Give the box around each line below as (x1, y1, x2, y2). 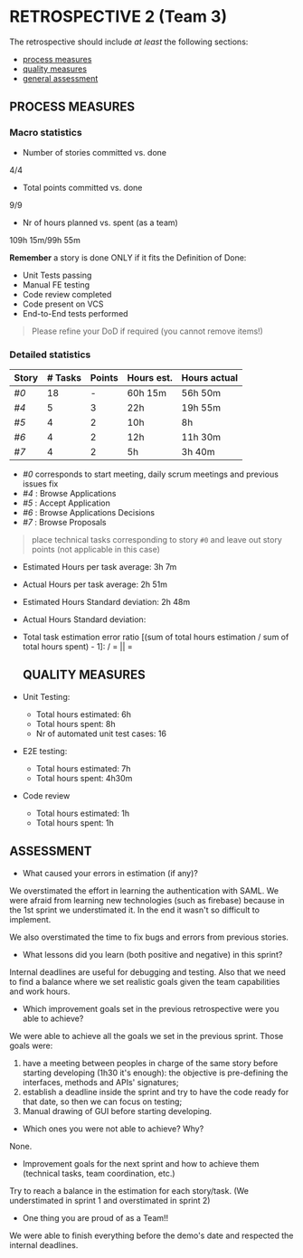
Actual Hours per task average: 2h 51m (22, 579, 167, 590)
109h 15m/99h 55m (9, 234, 81, 245)
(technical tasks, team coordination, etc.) (22, 1168, 175, 1178)
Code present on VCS (22, 298, 104, 309)
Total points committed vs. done (22, 182, 143, 193)
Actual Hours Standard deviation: (22, 613, 147, 625)
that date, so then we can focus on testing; (22, 1096, 183, 1107)
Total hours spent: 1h (35, 817, 115, 828)
